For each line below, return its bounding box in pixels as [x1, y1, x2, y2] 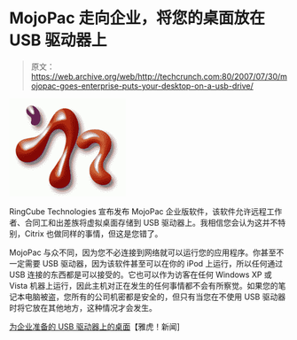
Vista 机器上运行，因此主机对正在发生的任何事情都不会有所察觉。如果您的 [9, 280, 278, 290]
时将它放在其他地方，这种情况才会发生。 [9, 302, 157, 313]
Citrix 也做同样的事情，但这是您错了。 [24, 228, 163, 239]
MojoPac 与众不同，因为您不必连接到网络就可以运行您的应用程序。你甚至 [9, 247, 277, 258]
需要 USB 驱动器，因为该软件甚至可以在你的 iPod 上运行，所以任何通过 [24, 258, 284, 268]
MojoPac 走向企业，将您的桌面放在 [9, 8, 266, 28]
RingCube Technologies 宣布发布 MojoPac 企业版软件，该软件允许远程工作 [9, 205, 283, 217]
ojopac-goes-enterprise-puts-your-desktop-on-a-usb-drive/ [30, 81, 254, 91]
